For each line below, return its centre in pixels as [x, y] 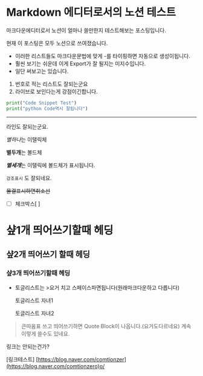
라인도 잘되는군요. [27, 126]
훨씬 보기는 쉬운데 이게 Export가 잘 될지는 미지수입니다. [80, 63]
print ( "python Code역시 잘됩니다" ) [47, 109]
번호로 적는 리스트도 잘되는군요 [51, 84]
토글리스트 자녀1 [34, 300]
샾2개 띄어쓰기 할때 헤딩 [48, 254]
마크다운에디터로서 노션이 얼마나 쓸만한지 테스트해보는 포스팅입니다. [86, 30]
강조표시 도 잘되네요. [29, 178]
